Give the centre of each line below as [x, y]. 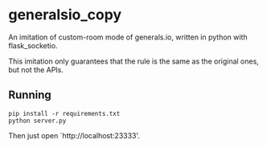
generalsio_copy [65, 15]
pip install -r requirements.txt [64, 113]
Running [30, 95]
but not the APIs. [36, 69]
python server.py [37, 121]
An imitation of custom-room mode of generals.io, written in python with [128, 37]
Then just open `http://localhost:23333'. [74, 135]
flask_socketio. [33, 45]
